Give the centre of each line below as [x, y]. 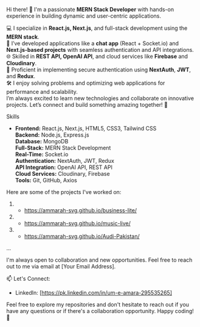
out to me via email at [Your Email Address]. [61, 266]
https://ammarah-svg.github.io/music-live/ [77, 223]
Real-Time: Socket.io [42, 154]
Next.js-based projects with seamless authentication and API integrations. [100, 50]
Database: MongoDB [42, 141]
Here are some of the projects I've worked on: [64, 192]
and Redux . [21, 76]
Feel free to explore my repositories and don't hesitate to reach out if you [98, 304]
